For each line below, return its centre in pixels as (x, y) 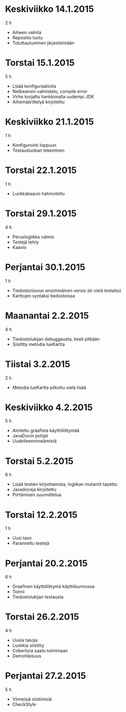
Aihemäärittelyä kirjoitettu (39, 102)
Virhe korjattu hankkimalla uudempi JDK (53, 96)
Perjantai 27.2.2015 (46, 676)
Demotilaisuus (27, 656)
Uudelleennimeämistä (34, 441)
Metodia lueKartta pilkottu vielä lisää (49, 387)
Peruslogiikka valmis (33, 237)
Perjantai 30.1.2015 (45, 267)
